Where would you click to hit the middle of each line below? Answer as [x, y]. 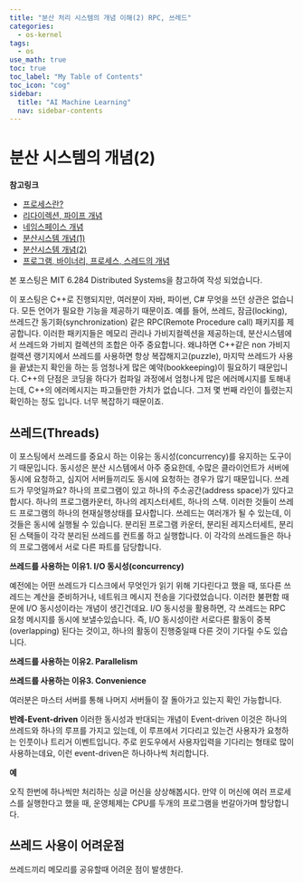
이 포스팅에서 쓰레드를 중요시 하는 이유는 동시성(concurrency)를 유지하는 [139, 456]
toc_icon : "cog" [40, 85]
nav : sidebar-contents [60, 111]
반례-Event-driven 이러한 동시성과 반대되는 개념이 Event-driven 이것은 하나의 [148, 719]
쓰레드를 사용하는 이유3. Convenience [78, 680]
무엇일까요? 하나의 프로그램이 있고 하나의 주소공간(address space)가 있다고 [160, 490]
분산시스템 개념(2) [55, 249]
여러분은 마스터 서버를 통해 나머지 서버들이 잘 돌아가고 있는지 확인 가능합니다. [146, 700]
